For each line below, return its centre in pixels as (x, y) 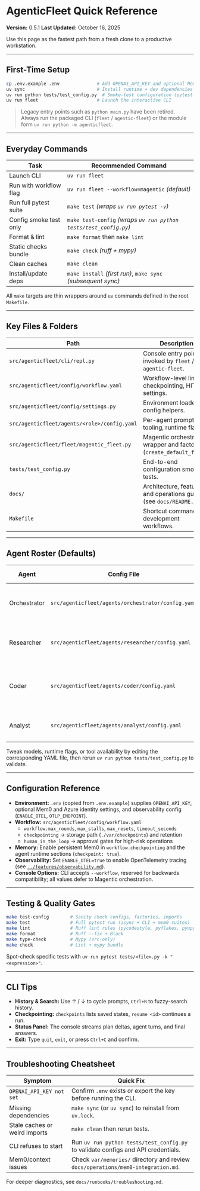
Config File (124, 574)
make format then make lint (105, 237)
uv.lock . (83, 1116)
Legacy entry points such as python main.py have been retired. (98, 112)
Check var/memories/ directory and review (131, 1159)
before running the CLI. (104, 1098)
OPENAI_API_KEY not (37, 1092)
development (161, 518)
